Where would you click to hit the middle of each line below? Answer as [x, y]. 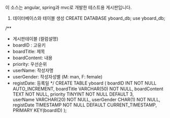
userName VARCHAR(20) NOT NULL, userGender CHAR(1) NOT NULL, [87, 100]
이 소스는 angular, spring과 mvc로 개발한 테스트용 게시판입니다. [69, 7]
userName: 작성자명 [33, 70]
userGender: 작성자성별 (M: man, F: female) [58, 77]
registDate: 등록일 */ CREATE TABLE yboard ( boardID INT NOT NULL [84, 83]
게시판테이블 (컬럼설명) [35, 39]
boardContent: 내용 [32, 58]
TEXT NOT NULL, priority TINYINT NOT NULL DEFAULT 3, [73, 94]
